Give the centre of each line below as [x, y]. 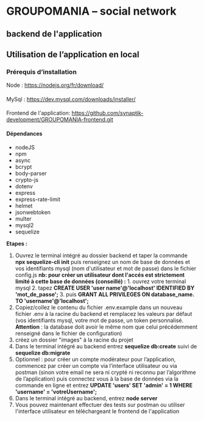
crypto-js [26, 180]
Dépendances [24, 134]
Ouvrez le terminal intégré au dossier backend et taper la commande [101, 255]
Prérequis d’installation [42, 71]
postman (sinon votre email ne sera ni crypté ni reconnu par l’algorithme [105, 372]
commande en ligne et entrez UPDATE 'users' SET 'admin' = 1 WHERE [104, 385]
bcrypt [23, 167]
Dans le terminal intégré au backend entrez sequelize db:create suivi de [106, 346]
